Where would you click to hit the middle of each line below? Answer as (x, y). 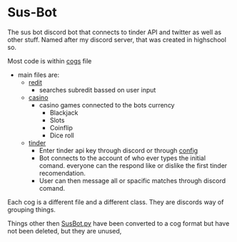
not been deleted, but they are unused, (65, 231)
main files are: (39, 75)
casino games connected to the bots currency (107, 105)
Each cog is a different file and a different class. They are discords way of (116, 202)
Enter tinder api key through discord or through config (118, 150)
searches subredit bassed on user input (97, 90)
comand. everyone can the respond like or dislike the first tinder (133, 165)
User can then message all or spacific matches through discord (132, 180)
